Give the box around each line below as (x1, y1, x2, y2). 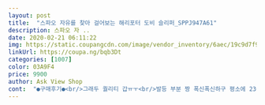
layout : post (8, 11, 51, 20)
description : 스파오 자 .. (8, 26, 91, 34)
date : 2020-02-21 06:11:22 (8, 33, 97, 42)
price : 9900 (8, 70, 47, 78)
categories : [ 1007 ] (8, 56, 73, 64)
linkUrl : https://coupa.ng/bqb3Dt (8, 48, 122, 56)
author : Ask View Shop (8, 77, 83, 85)
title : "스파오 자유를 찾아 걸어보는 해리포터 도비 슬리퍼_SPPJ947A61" (8, 19, 218, 27)
